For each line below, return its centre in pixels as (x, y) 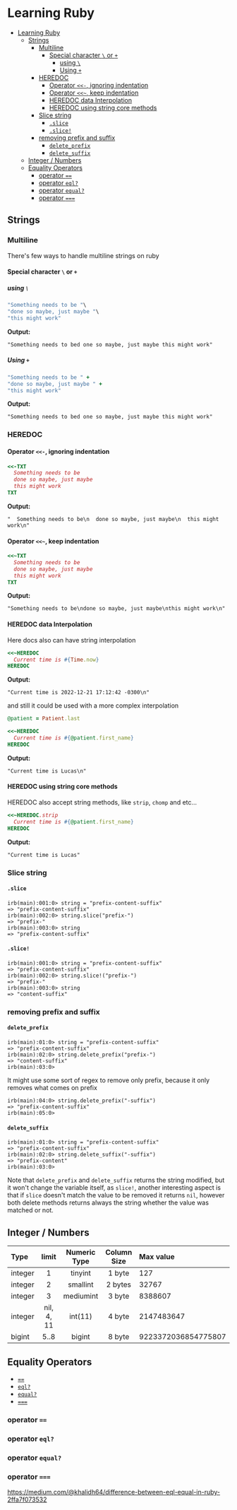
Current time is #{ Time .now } (56, 660)
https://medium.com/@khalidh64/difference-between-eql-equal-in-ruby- (114, 1492)
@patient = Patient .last (44, 719)
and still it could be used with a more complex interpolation (93, 706)
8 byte (119, 1337)
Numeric (81, 1253)
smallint (81, 1284)
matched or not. (31, 1210)
